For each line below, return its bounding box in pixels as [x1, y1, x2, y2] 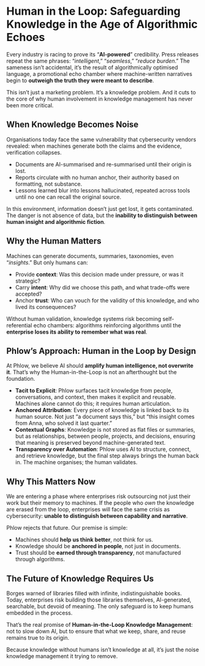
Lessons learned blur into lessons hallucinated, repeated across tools [15, 186, 190, 194]
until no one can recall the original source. [15, 193, 122, 201]
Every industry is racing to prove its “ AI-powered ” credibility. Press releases [6, 50, 199, 58]
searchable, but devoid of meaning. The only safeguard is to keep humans [6, 603, 194, 610]
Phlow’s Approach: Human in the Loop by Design [6, 345, 196, 356]
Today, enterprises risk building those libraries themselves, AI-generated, [6, 596, 192, 603]
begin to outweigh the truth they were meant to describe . [6, 77, 154, 84]
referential [6, 321, 32, 329]
